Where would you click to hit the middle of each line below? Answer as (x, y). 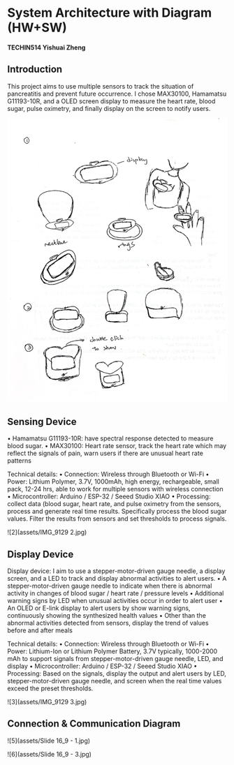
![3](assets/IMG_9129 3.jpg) (47, 702)
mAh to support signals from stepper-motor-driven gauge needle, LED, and (115, 659)
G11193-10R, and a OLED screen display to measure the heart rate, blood (111, 101)
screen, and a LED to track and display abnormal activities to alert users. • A (117, 579)
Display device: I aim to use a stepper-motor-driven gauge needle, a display (116, 571)
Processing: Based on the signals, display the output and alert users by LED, (117, 674)
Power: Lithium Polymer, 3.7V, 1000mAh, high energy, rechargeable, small (114, 482)
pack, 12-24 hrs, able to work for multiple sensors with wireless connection (115, 489)
